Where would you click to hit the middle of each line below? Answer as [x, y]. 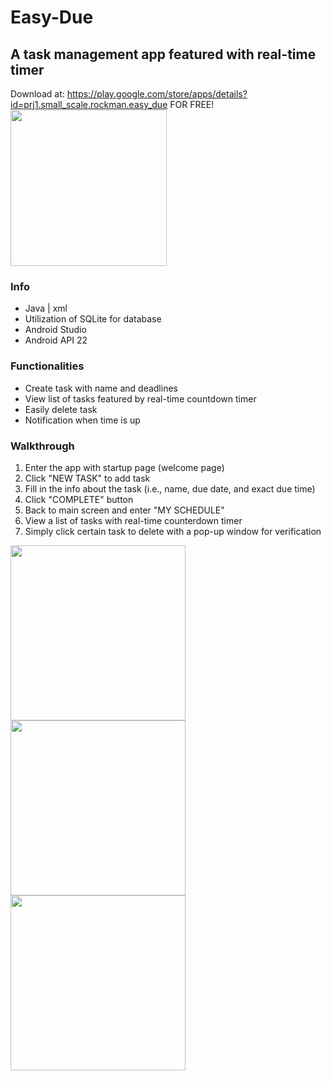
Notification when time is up [82, 420]
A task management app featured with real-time [163, 54]
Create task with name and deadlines [101, 388]
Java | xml [46, 308]
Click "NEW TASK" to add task [87, 478]
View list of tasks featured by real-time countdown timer [140, 398]
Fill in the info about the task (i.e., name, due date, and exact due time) [170, 488]
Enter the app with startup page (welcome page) [124, 467]
